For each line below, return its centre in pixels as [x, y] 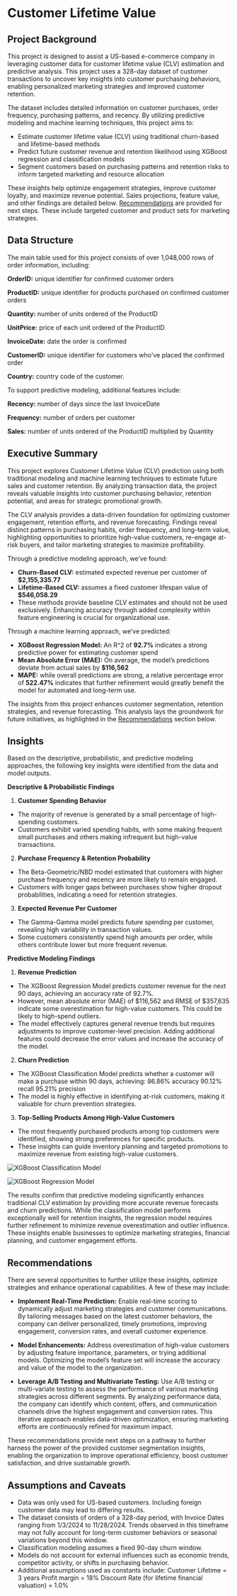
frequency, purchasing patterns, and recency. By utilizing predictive [106, 115]
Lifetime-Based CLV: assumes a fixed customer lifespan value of [112, 587]
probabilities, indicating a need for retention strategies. [98, 894]
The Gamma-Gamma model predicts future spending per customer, [116, 922]
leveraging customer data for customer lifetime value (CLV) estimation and [116, 64]
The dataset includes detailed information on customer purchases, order [113, 107]
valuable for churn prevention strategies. [77, 1104]
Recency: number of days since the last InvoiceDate [84, 404]
